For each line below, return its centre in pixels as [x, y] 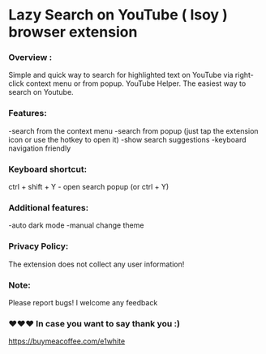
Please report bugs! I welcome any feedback [83, 302]
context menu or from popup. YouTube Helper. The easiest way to [136, 83]
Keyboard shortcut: [48, 169]
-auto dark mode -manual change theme [76, 225]
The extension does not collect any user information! [97, 264]
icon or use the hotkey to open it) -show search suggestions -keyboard [127, 139]
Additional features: [49, 208]
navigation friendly [40, 148]
